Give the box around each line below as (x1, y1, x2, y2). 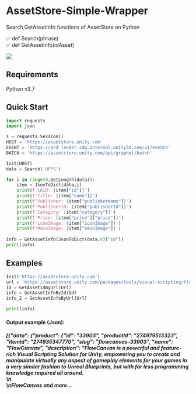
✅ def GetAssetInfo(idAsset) (6, 41, 75, 48)
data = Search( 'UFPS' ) (6, 166, 61, 172)
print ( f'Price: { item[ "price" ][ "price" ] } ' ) (16, 215, 124, 221)
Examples (6, 258, 43, 268)
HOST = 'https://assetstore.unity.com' (6, 139, 103, 145)
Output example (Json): (6, 318, 65, 326)
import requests (6, 118, 45, 124)
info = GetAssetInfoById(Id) (6, 290, 77, 296)
